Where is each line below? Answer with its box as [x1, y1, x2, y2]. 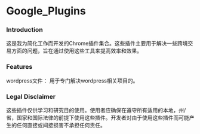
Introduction [6, 26, 43, 34]
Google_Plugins [6, 4, 87, 18]
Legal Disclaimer [6, 92, 56, 100]
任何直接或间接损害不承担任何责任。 [16, 121, 106, 129]
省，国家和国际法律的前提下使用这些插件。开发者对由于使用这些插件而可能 [6, 114, 189, 121]
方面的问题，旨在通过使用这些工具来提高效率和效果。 [11, 47, 142, 54]
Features [6, 63, 33, 71]
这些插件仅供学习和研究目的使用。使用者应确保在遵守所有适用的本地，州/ [6, 106, 186, 114]
